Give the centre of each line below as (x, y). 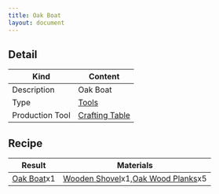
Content (104, 77)
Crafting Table (104, 115)
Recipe (26, 143)
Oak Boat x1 (34, 179)
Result (34, 166)
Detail (23, 55)
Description (33, 90)
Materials (135, 166)
